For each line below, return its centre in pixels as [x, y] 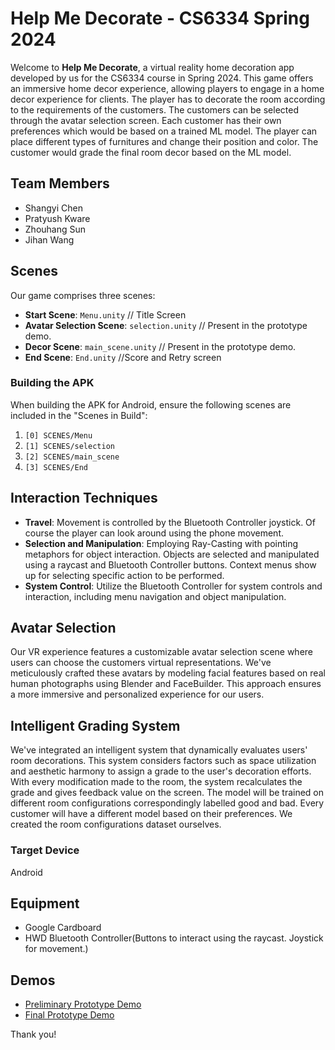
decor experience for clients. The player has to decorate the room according [168, 99]
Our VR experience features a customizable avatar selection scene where [162, 652]
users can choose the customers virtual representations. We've [141, 663]
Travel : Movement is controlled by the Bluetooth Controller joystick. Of [170, 522]
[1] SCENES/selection [69, 446]
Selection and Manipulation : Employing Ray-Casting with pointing [161, 543]
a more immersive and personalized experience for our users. [137, 694]
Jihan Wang [49, 239]
